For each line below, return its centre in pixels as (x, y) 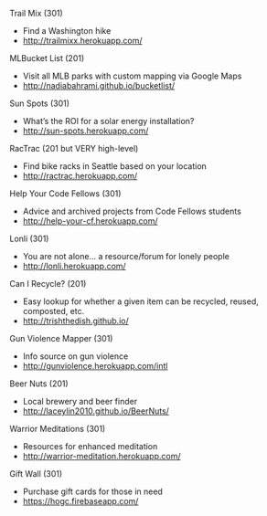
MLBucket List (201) (47, 58)
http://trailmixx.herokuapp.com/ (82, 41)
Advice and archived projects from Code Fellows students (132, 211)
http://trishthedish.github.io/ (76, 321)
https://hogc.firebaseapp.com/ (80, 501)
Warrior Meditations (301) (58, 429)
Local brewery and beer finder (80, 401)
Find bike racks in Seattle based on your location (115, 166)
